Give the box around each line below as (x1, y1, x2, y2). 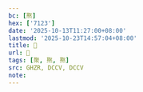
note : (8, 71, 26, 79)
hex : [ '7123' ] (8, 19, 56, 27)
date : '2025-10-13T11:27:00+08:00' (8, 26, 127, 34)
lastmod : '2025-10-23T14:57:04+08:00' (8, 34, 137, 42)
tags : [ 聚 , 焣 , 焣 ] (8, 57, 70, 65)
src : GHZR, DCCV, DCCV (8, 64, 84, 72)
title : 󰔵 (8, 42, 38, 50)
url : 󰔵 (8, 49, 30, 57)
